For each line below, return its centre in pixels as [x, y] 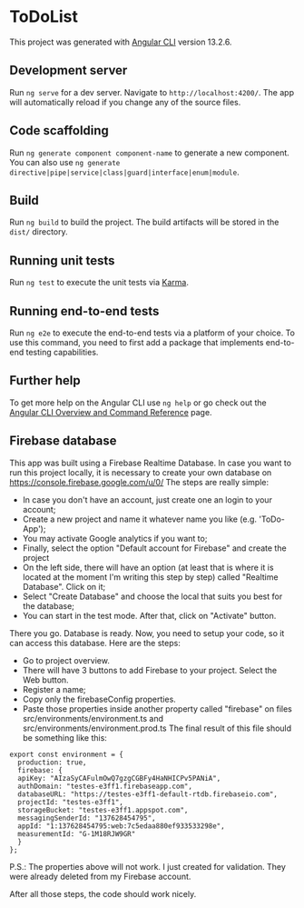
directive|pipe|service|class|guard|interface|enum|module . [124, 172]
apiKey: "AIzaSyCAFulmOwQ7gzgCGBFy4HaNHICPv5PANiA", [119, 778]
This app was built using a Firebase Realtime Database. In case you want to [151, 463]
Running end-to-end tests [84, 311]
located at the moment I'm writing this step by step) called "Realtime [150, 577]
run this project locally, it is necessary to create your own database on [141, 472]
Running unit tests [62, 260]
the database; [49, 605]
